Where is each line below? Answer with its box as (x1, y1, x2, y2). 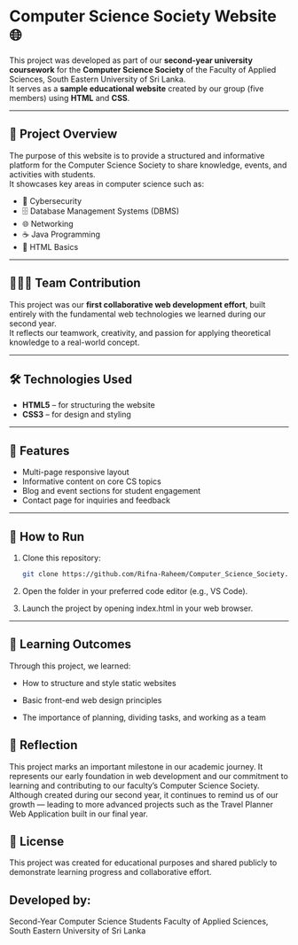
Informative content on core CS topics (21, 476, 161, 487)
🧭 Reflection (9, 738, 78, 753)
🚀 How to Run (9, 529, 85, 544)
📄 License (9, 833, 65, 848)
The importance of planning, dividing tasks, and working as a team (21, 712, 266, 722)
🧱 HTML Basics (21, 241, 79, 252)
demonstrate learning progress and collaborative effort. (9, 867, 212, 878)
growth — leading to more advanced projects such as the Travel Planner (9, 799, 273, 809)
